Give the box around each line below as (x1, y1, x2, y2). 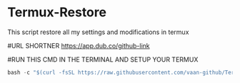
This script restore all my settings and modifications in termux (7, 28, 189, 36)
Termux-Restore (7, 4, 107, 21)
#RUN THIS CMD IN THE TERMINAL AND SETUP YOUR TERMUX (7, 55, 199, 64)
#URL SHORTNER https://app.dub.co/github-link (7, 41, 150, 50)
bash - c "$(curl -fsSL (7, 69, 75, 76)
